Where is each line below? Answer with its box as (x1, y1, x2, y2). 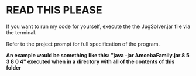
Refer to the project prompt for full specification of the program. (6, 40, 160, 47)
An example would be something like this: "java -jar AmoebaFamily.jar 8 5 (6, 51, 190, 58)
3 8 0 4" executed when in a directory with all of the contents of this (6, 58, 175, 65)
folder (6, 64, 22, 71)
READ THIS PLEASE (6, 4, 102, 17)
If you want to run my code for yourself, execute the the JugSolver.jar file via (6, 23, 191, 30)
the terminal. (6, 29, 37, 36)
